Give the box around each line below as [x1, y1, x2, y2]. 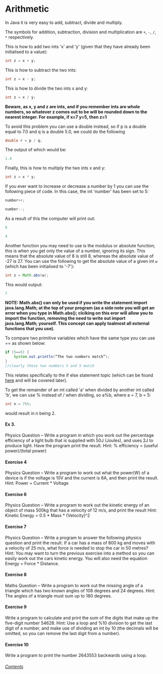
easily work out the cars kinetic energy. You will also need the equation [5, 555, 147, 561]
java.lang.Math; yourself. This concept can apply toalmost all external [5, 320, 150, 326]
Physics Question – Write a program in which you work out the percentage [5, 433, 154, 438]
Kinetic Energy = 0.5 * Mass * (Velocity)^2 [5, 513, 90, 518]
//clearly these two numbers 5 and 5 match [5, 363, 95, 369]
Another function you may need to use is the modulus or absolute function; [5, 242, 156, 248]
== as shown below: [5, 340, 46, 346]
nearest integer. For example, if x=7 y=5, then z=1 [5, 114, 107, 120]
